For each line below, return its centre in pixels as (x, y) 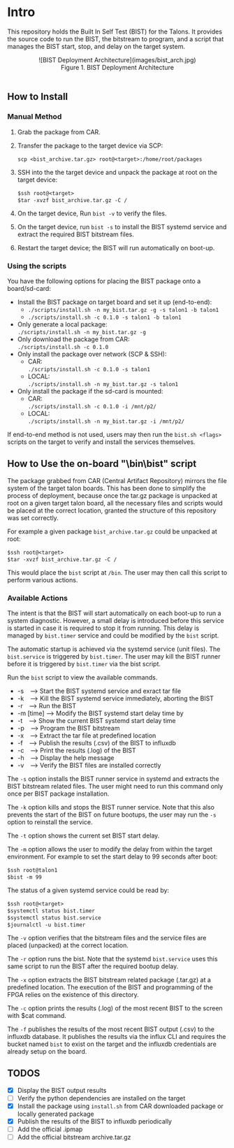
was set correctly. (33, 517)
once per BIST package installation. (58, 794)
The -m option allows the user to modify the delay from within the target (110, 849)
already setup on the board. (47, 1052)
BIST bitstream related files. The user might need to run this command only (115, 787)
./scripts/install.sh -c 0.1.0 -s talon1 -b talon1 (104, 317)
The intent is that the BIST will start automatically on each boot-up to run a (114, 613)
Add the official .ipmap (50, 1129)
